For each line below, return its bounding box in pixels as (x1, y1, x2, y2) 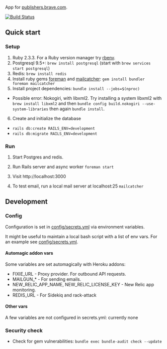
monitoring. (12, 287, 36, 293)
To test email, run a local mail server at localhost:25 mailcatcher (12, 183, 144, 189)
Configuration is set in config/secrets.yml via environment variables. (5, 224, 145, 230)
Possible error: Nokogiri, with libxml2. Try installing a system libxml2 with (12, 95, 162, 101)
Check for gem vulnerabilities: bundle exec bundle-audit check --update (12, 339, 162, 345)
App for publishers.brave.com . (5, 4, 68, 10)
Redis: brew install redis (12, 70, 67, 76)
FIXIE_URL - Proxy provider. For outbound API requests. (12, 271, 126, 277)
